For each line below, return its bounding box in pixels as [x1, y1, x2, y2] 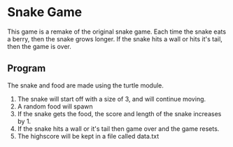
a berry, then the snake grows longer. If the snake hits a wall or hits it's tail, [7, 34, 223, 43]
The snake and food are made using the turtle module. [7, 81, 164, 90]
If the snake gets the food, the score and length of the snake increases [17, 109, 222, 118]
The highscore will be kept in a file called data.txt [17, 132, 160, 140]
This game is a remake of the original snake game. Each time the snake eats [7, 27, 226, 36]
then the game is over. [7, 42, 72, 50]
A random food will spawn [17, 102, 93, 111]
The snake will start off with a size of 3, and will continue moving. [17, 94, 206, 103]
